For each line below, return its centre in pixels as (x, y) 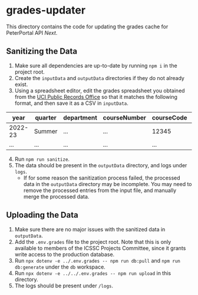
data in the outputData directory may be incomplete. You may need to (108, 184)
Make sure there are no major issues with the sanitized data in (90, 229)
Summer (46, 131)
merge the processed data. (56, 196)
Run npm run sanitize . (42, 159)
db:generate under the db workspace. (60, 267)
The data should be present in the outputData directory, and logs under (101, 165)
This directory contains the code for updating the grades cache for (87, 26)
